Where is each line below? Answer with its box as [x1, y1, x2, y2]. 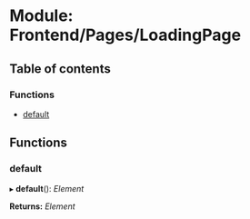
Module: [9, 5, 74, 26]
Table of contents [9, 61, 111, 76]
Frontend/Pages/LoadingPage [9, 25, 242, 45]
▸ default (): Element [9, 183, 85, 194]
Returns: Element [9, 201, 75, 212]
